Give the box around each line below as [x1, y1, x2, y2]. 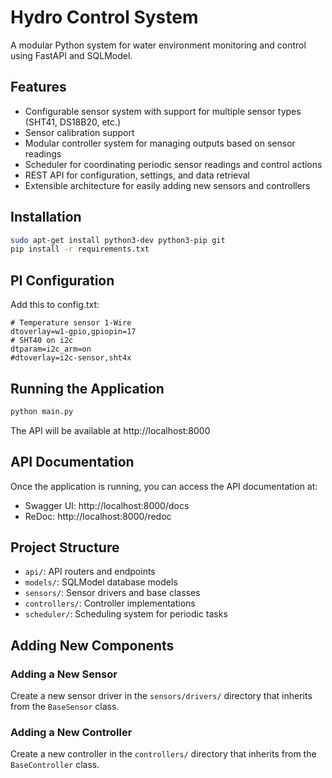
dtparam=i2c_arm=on [10, 344, 92, 355]
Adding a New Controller [10, 726, 133, 740]
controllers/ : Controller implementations [24, 597, 196, 610]
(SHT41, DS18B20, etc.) [24, 116, 122, 128]
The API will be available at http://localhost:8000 [10, 424, 211, 436]
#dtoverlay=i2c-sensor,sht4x [10, 353, 132, 363]
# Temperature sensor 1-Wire [10, 318, 132, 328]
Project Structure [10, 539, 120, 556]
